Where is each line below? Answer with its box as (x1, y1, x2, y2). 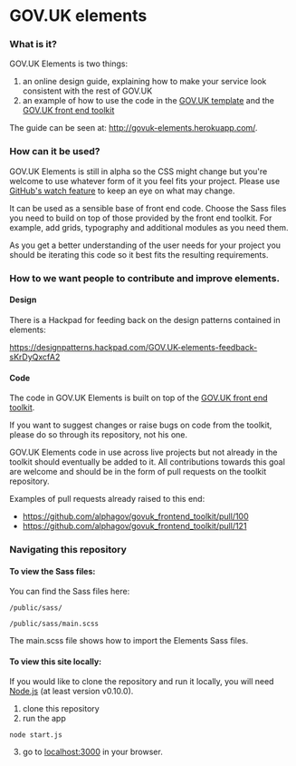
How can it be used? (9, 145, 100, 158)
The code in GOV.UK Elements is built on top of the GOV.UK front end (9, 392, 268, 404)
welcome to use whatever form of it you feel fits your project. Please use (9, 175, 281, 186)
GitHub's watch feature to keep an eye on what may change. (9, 185, 235, 196)
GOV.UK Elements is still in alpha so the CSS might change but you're (9, 165, 268, 177)
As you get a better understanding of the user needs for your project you (9, 240, 282, 250)
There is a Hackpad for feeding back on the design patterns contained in (9, 314, 281, 325)
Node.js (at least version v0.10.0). (9, 686, 134, 697)
